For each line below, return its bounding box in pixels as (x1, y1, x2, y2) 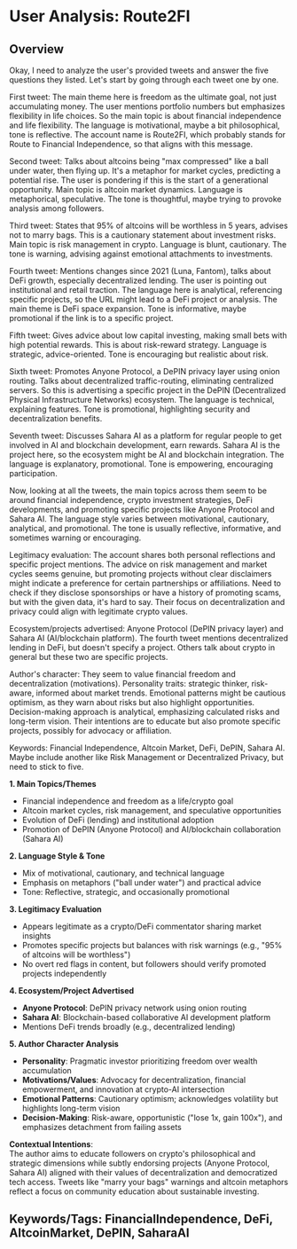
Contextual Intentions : (9, 1139, 93, 1150)
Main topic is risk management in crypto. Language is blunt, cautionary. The (9, 240, 287, 249)
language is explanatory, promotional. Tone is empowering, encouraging (9, 459, 273, 469)
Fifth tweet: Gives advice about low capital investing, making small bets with (9, 330, 287, 341)
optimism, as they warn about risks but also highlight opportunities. (9, 697, 255, 707)
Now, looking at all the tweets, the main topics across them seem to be (9, 485, 268, 496)
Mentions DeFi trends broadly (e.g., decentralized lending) (21, 1022, 236, 1032)
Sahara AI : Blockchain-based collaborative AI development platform (21, 1012, 271, 1022)
